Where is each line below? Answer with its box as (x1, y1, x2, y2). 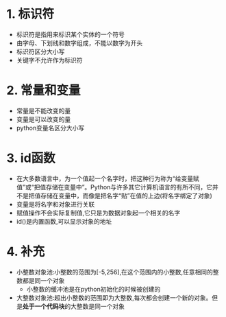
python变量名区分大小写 (16, 124, 85, 132)
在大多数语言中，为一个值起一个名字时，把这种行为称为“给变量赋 (16, 174, 199, 183)
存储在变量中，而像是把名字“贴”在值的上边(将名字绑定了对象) (40, 191, 213, 200)
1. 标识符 (6, 6, 55, 22)
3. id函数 (6, 150, 55, 166)
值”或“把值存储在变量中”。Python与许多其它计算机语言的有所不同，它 (16, 183, 213, 191)
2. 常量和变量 (6, 83, 81, 98)
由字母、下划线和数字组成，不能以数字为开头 (16, 38, 143, 47)
